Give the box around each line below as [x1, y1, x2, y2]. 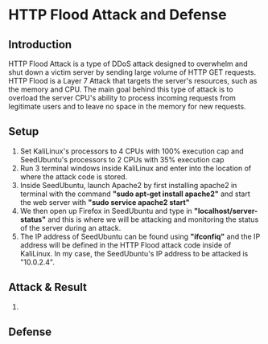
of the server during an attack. [19, 223, 122, 232]
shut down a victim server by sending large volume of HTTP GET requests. [8, 68, 256, 77]
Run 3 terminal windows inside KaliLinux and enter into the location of [19, 163, 252, 173]
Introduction [8, 38, 72, 51]
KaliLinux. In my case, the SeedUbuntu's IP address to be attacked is [19, 248, 249, 258]
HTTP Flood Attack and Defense [8, 6, 227, 24]
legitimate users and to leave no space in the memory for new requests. [8, 102, 247, 111]
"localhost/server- [194, 206, 258, 215]
